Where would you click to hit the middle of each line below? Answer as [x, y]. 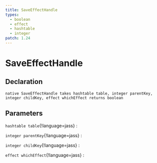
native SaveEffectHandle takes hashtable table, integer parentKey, [79, 93]
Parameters [24, 114]
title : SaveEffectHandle [31, 10]
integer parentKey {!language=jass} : [44, 135]
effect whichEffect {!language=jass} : [45, 155]
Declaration [24, 82]
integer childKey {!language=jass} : [43, 145]
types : [12, 15]
